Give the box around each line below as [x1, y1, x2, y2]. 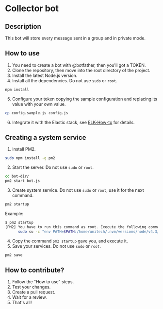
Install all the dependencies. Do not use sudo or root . [12, 77, 117, 83]
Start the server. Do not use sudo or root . [12, 164, 94, 170]
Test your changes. [12, 284, 51, 290]
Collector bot [5, 3, 59, 14]
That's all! [12, 300, 32, 306]
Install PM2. [12, 146, 36, 152]
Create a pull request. [12, 289, 56, 295]
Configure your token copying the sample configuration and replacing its [12, 96, 158, 102]
